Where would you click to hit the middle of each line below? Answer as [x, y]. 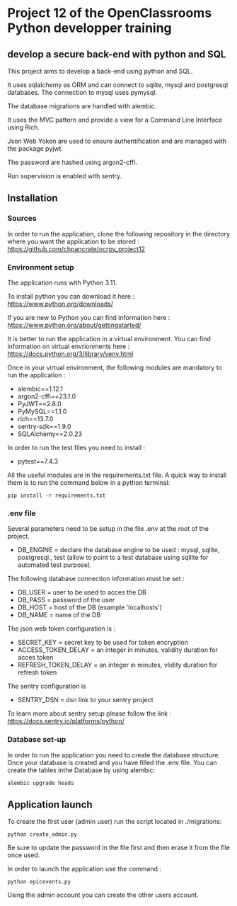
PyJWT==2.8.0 [39, 403]
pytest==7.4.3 [38, 461]
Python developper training [89, 28]
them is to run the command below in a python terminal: [89, 482]
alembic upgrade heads [41, 783]
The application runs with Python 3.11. [62, 282]
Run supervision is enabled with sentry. [65, 176]
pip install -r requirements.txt [57, 495]
